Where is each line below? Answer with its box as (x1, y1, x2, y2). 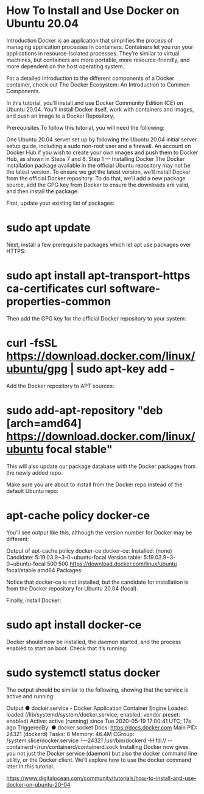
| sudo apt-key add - (69, 362, 175, 375)
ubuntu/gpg (6, 362, 68, 375)
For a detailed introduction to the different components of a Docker (6, 74, 175, 82)
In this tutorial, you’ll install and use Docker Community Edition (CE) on (6, 99, 184, 107)
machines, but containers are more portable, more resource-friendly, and (6, 56, 190, 63)
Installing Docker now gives (119, 743, 189, 750)
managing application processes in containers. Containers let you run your (6, 43, 194, 51)
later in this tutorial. (6, 762, 55, 770)
